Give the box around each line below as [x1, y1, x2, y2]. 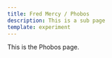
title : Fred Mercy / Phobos [7, 10, 90, 18]
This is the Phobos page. [7, 43, 80, 52]
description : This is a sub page [7, 17, 106, 24]
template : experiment [7, 23, 71, 30]
